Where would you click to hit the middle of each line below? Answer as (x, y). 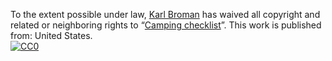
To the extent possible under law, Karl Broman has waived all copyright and (165, 14)
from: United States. (51, 35)
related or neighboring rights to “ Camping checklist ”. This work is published (166, 25)
